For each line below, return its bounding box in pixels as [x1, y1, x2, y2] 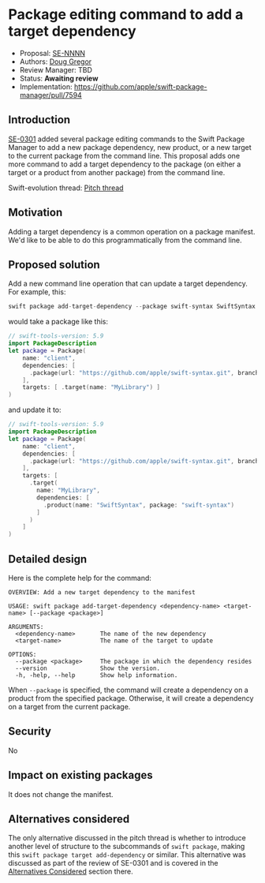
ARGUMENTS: [8, 623, 44, 630]
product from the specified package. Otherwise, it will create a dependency [8, 693, 254, 703]
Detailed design [8, 552, 88, 566]
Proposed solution [8, 258, 100, 271]
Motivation [8, 206, 63, 219]
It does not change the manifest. [8, 789, 114, 799]
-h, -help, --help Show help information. [15, 671, 178, 679]
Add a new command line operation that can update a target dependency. [8, 279, 248, 289]
